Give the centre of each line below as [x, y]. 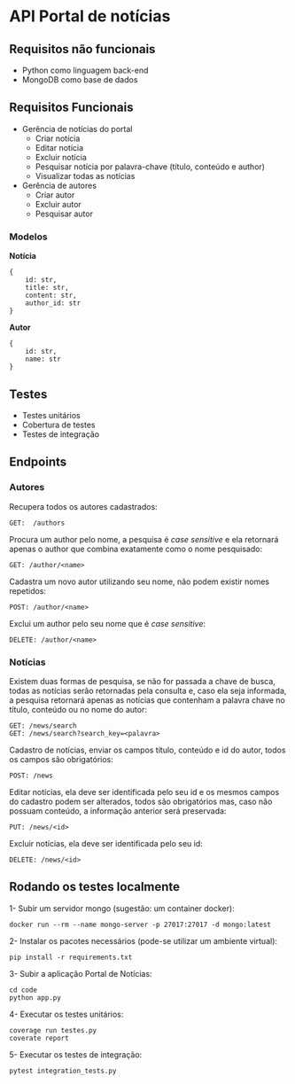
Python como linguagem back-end [85, 70]
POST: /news [31, 776]
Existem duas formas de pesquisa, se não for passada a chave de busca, [143, 681]
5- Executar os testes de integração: [76, 1054]
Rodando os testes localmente [94, 887]
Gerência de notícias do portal [77, 129]
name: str [43, 359]
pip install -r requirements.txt [71, 957]
